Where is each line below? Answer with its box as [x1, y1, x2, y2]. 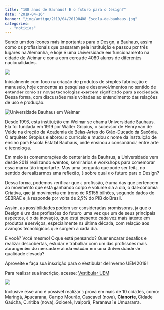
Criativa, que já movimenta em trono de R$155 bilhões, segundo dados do [5, 190, 155, 196]
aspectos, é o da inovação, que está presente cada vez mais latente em [5, 215, 150, 221]
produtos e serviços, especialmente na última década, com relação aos [5, 220, 150, 226]
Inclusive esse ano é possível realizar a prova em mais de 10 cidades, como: [5, 289, 160, 295]
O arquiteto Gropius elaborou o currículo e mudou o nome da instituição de [5, 134, 157, 140]
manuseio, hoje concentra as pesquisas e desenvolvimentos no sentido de [5, 84, 156, 90]
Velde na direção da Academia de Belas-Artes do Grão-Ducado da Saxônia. [5, 129, 158, 135]
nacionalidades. [5, 60, 37, 66]
